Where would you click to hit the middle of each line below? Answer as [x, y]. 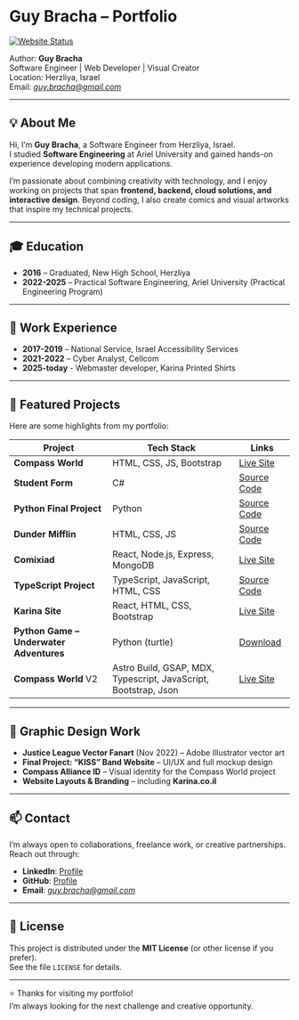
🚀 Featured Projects [65, 404]
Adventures [39, 654]
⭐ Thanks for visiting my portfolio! [71, 993]
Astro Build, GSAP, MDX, [164, 668]
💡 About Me [43, 123]
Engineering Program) [63, 291]
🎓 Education [47, 247]
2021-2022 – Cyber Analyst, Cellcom [90, 359]
